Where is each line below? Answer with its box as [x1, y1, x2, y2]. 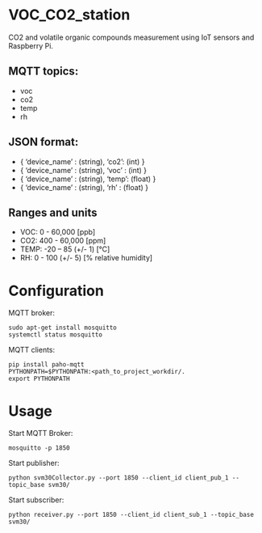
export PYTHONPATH [8, 374, 70, 383]
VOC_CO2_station [8, 6, 131, 24]
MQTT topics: [8, 65, 79, 78]
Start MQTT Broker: [8, 429, 73, 438]
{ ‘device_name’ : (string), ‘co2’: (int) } [19, 156, 145, 167]
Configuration [8, 281, 105, 300]
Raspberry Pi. [8, 40, 54, 50]
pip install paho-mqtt [8, 361, 85, 369]
